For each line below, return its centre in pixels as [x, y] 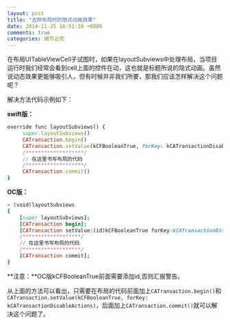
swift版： [21, 114]
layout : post [26, 13]
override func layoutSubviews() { [56, 127]
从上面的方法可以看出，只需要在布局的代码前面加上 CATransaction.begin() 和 [114, 290]
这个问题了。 [31, 314]
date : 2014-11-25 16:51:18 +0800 [55, 26]
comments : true [29, 33]
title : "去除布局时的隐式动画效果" [52, 20]
